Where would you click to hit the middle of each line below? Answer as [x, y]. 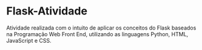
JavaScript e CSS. [29, 40]
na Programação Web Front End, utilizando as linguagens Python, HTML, [97, 34]
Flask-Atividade [47, 11]
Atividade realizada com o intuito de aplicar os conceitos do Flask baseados [101, 28]
